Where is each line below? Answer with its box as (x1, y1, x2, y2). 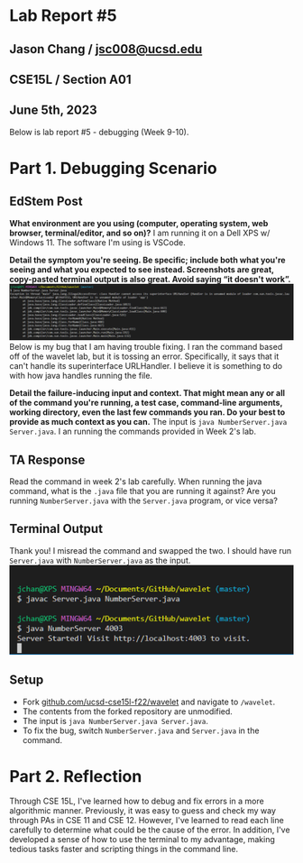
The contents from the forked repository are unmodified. (22, 705, 233, 717)
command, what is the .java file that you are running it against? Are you (9, 486, 276, 496)
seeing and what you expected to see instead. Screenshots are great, (9, 263, 275, 275)
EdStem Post (9, 194, 83, 209)
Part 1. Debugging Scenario (9, 158, 218, 179)
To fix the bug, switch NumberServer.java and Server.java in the (22, 725, 260, 736)
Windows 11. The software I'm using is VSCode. (9, 236, 187, 248)
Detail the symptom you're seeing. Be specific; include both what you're (9, 254, 286, 265)
